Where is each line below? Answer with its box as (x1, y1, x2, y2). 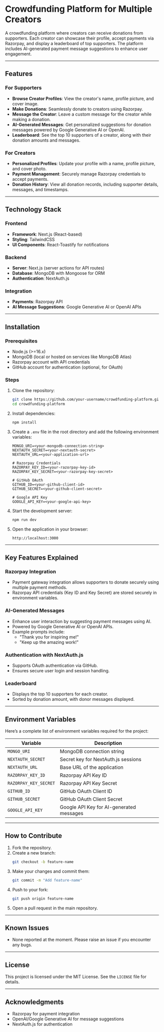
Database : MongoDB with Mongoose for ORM (12, 270, 105, 276)
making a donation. (12, 116, 51, 122)
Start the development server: (12, 508, 73, 514)
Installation (5, 322, 40, 331)
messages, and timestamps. (12, 186, 69, 192)
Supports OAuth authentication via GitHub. (12, 663, 98, 668)
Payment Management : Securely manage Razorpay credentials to (12, 171, 146, 177)
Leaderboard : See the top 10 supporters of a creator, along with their (12, 132, 151, 138)
